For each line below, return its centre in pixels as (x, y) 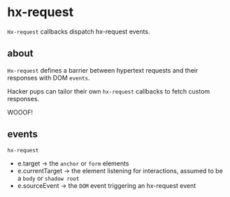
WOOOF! (20, 112)
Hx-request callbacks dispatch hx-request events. (79, 31)
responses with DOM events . (49, 78)
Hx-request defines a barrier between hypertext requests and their (103, 70)
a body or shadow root (48, 178)
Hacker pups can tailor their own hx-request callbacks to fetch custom (109, 91)
